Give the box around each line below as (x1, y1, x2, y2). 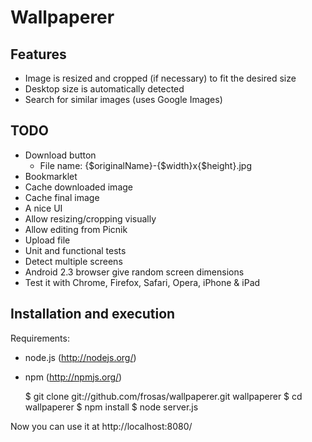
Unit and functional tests (24, 244, 127, 256)
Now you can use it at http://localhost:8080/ (10, 420, 193, 432)
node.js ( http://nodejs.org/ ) (24, 351, 137, 363)
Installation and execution (10, 306, 176, 323)
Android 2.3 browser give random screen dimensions (24, 266, 245, 278)
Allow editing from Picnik (24, 223, 128, 235)
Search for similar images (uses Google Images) (24, 94, 223, 105)
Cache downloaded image (24, 181, 133, 193)
